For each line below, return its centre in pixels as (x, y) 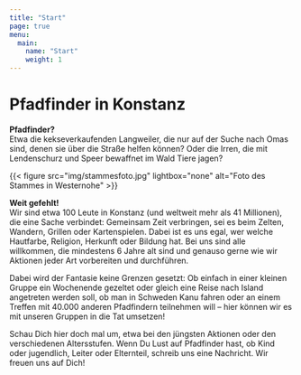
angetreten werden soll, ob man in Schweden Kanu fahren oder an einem (145, 297)
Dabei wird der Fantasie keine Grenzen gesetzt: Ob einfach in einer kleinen (148, 277)
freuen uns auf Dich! (47, 362)
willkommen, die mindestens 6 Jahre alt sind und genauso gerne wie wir (143, 250)
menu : (19, 34)
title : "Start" (38, 18)
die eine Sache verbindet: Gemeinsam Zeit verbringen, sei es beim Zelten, (147, 221)
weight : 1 (44, 60)
